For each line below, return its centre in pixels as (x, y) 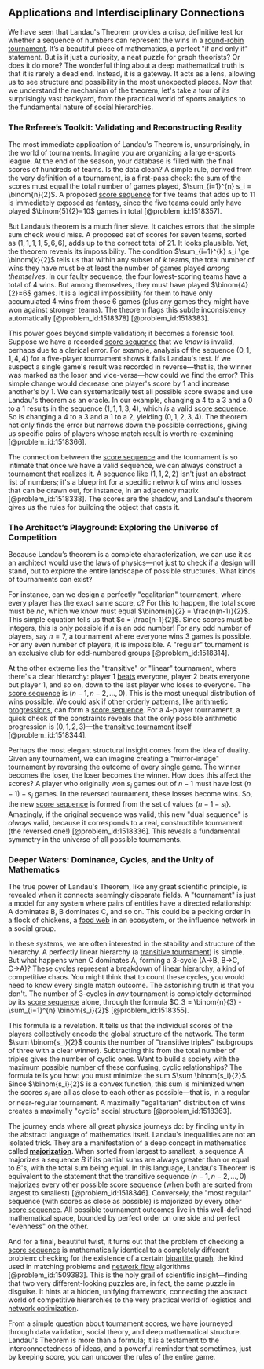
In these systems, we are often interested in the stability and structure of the (132, 944)
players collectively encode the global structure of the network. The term (126, 1034)
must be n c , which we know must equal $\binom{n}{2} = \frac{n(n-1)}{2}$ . (129, 611)
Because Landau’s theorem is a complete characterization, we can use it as (130, 555)
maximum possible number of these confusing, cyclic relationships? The (125, 1067)
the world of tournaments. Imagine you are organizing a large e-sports (122, 153)
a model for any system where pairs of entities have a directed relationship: (130, 903)
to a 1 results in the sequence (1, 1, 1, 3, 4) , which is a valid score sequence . (128, 408)
